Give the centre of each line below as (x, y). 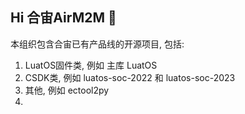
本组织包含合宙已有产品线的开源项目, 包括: (97, 44)
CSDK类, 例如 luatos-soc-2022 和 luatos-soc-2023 (130, 77)
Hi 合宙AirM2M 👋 (63, 18)
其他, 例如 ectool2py (67, 90)
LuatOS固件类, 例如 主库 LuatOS (91, 65)
